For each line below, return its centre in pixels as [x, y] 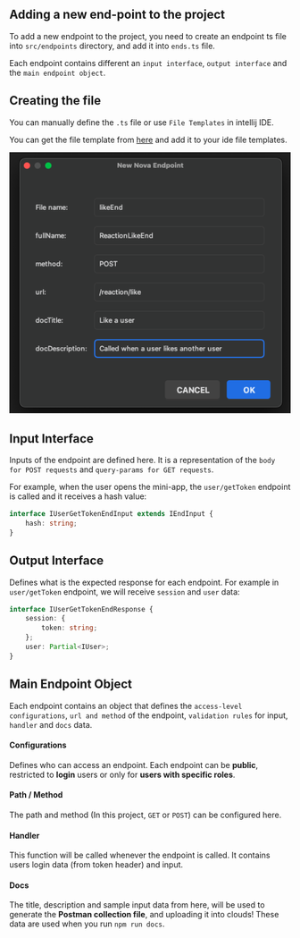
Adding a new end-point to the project [117, 15]
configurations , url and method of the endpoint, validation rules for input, [149, 715]
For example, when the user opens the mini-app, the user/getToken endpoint [150, 487]
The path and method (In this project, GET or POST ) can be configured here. [146, 815]
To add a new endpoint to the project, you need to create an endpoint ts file [148, 36]
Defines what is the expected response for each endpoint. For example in [144, 582]
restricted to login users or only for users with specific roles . [122, 774]
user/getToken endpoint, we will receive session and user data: [125, 592]
